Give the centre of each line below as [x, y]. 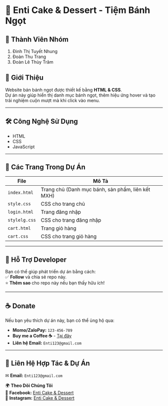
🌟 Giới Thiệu [24, 78]
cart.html [19, 228]
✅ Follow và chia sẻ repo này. [36, 277]
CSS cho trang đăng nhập [71, 220]
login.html [20, 212]
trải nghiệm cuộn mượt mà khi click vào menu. [52, 100]
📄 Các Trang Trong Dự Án [45, 167]
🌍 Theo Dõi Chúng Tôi [29, 385]
